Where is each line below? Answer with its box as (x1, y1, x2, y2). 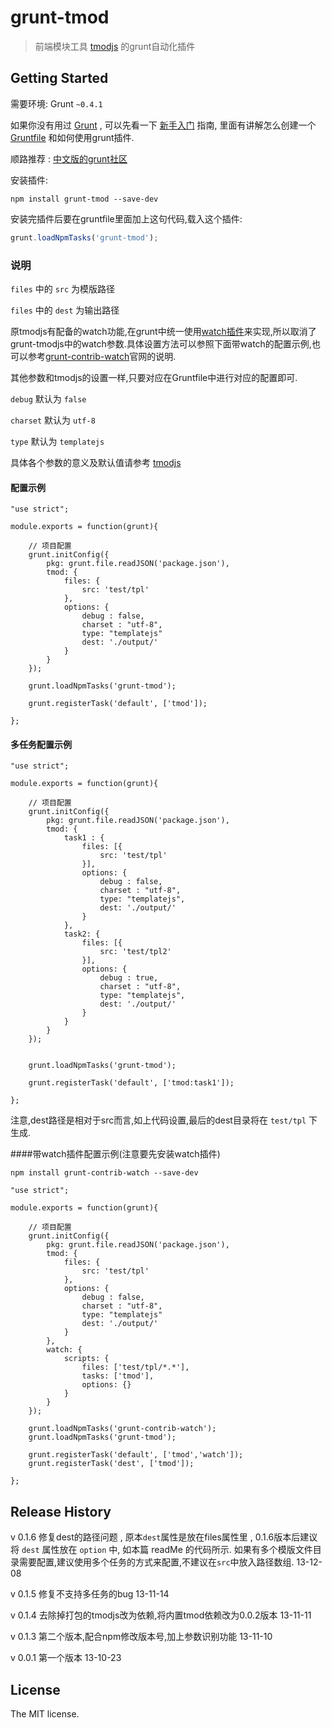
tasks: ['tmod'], (81, 1371, 155, 1381)
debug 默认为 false (10, 392, 87, 405)
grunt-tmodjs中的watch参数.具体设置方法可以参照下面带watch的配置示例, (10, 337, 312, 350)
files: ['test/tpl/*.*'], (81, 1362, 190, 1373)
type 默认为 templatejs (10, 435, 105, 447)
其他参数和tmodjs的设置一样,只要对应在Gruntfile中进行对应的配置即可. (10, 371, 298, 383)
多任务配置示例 (10, 738, 72, 750)
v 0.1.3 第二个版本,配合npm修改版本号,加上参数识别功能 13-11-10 (10, 1631, 273, 1643)
